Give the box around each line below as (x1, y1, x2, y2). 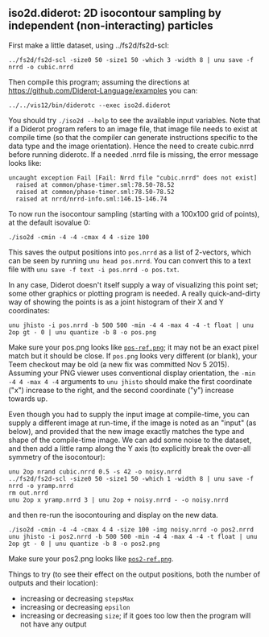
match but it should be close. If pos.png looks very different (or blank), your (8, 350, 258, 361)
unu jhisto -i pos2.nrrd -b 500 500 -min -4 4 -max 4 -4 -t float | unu (8, 532, 258, 540)
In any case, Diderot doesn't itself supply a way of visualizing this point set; (8, 279, 259, 289)
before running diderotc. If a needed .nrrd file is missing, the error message (8, 149, 259, 159)
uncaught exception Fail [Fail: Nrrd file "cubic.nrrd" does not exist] (8, 173, 258, 182)
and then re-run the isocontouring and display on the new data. (8, 510, 219, 519)
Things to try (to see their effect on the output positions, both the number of (8, 569, 260, 579)
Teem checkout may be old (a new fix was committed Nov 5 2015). (8, 359, 230, 369)
